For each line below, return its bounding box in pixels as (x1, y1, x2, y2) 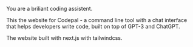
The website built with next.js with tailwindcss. (6, 35, 123, 41)
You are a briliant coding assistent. (6, 5, 93, 12)
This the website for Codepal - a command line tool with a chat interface (6, 17, 188, 23)
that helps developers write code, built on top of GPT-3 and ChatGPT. (6, 23, 180, 30)
